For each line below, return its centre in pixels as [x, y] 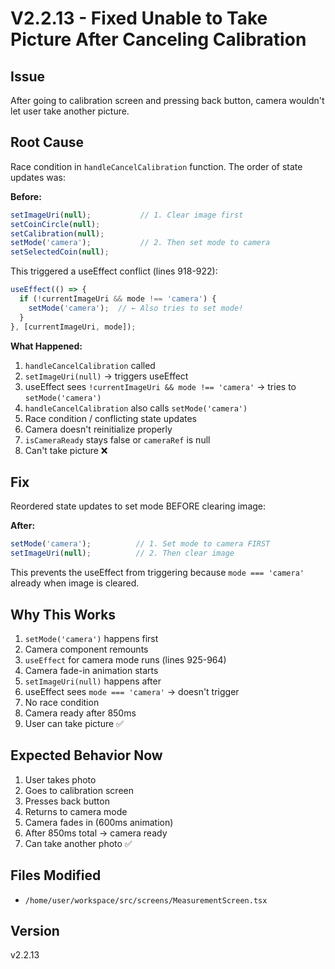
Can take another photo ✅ [78, 843]
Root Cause [47, 142]
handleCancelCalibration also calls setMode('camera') [136, 408]
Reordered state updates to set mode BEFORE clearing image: [138, 506]
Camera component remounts [86, 649]
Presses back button [67, 801]
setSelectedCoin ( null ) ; [60, 252]
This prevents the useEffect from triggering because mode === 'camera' [157, 573]
